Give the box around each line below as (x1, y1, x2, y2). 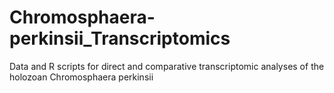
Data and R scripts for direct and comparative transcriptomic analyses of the (9, 60, 325, 72)
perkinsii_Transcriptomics (9, 27, 231, 50)
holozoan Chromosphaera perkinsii (9, 71, 154, 83)
